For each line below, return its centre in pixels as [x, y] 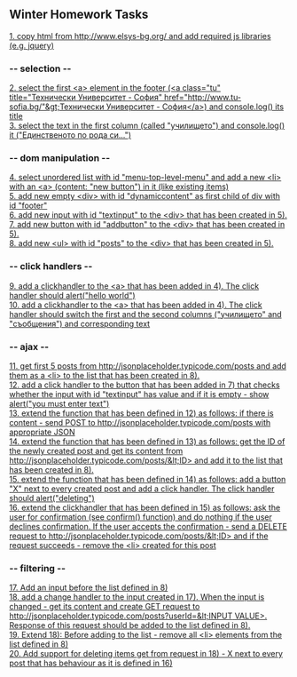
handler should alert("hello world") [72, 295]
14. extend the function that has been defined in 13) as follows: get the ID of [147, 442]
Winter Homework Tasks [79, 15]
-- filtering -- [38, 568]
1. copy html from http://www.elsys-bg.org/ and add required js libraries [141, 36]
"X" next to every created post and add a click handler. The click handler [142, 489]
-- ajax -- [29, 346]
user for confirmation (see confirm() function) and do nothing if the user [141, 517]
